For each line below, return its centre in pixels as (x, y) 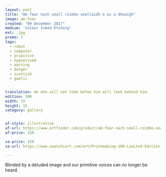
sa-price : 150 (20, 141)
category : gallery (24, 110)
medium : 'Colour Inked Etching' (38, 28)
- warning (20, 65)
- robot (18, 46)
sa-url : (13, 146)
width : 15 (15, 101)
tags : (11, 42)
